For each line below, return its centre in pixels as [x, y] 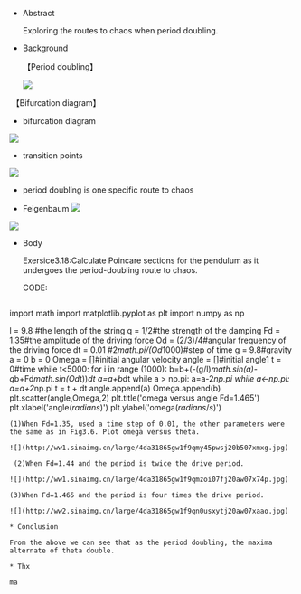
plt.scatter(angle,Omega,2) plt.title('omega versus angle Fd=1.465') [135, 398]
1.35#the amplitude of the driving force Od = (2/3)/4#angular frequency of [148, 340]
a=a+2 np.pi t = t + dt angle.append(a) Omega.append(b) [115, 388]
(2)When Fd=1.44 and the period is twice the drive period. [129, 464]
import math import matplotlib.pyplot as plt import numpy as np [127, 313]
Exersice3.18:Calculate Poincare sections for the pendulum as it [141, 260]
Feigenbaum [46, 208]
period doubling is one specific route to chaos [108, 190]
